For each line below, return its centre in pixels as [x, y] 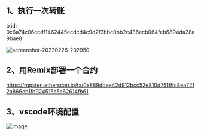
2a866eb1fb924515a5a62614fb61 [47, 91]
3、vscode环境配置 [42, 112]
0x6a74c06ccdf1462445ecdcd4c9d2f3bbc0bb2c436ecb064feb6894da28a [100, 32]
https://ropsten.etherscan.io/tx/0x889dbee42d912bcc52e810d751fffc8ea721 [100, 85]
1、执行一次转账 [36, 11]
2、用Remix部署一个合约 [52, 70]
